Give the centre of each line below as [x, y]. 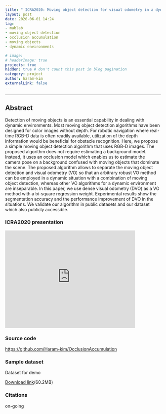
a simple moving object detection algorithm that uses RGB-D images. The [80, 146]
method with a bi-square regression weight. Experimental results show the [81, 193]
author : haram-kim [24, 79]
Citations [16, 395]
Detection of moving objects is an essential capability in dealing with [75, 120]
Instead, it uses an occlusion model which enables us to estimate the [75, 157]
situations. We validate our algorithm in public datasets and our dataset [77, 204]
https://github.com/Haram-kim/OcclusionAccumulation [61, 349]
